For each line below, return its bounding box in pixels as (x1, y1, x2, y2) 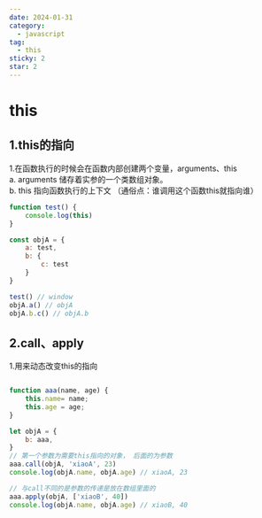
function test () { (9, 203, 77, 212)
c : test (41, 260, 69, 269)
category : (9, 21, 46, 30)
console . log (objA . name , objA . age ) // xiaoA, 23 (9, 468, 189, 477)
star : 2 (9, 63, 38, 72)
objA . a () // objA (9, 300, 73, 310)
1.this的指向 (9, 138, 75, 153)
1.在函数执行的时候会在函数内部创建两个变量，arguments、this (9, 163, 237, 174)
